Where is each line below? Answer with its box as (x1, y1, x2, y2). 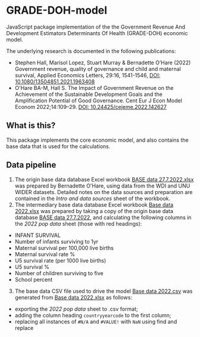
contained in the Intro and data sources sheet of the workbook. (14, 195, 171, 202)
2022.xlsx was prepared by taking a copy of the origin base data (14, 207, 174, 214)
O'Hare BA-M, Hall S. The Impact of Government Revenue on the (14, 84, 174, 91)
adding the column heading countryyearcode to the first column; (14, 311, 171, 319)
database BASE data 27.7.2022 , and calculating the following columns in (14, 214, 192, 221)
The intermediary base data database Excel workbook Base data (14, 201, 174, 208)
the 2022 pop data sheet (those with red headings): (14, 220, 142, 227)
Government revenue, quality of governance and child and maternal (14, 65, 182, 72)
